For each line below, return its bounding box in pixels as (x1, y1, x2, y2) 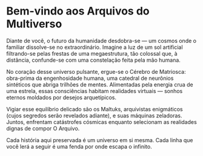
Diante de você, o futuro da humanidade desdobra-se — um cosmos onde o (6, 37, 197, 44)
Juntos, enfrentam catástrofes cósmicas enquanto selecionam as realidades (6, 118, 197, 125)
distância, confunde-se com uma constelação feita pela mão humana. (6, 56, 181, 63)
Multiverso (6, 17, 62, 31)
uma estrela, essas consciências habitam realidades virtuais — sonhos (6, 87, 183, 94)
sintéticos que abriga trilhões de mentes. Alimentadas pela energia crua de (6, 80, 194, 88)
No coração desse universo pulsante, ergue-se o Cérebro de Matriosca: (6, 68, 186, 75)
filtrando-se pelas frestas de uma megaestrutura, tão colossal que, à (6, 50, 178, 57)
